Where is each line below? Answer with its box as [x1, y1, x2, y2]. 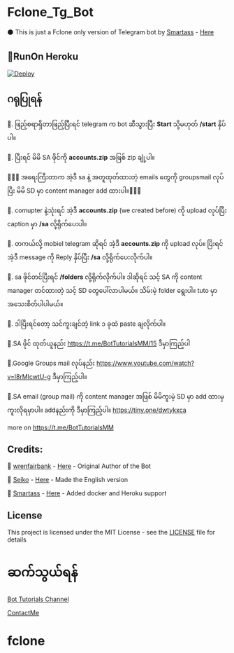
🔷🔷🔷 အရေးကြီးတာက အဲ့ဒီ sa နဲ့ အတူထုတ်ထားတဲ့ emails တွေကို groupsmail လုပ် [7, 172, 224, 181]
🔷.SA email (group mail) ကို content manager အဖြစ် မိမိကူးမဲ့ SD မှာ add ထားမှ [7, 392, 225, 400]
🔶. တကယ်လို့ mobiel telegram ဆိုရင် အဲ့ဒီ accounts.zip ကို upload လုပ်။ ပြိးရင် [7, 239, 224, 247]
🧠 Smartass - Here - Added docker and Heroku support [7, 489, 167, 497]
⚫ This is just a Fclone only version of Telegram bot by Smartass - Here [7, 27, 214, 36]
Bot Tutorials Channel [7, 595, 70, 603]
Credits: [7, 443, 43, 455]
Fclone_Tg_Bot [7, 4, 94, 20]
